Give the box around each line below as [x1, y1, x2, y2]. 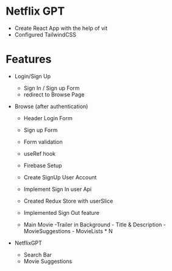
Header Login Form [23, 114, 73, 121]
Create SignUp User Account [23, 173, 97, 181]
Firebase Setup [23, 162, 62, 169]
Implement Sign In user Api [23, 185, 92, 193]
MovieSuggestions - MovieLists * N [23, 227, 113, 234]
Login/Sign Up [14, 72, 51, 80]
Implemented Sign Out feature [23, 209, 100, 216]
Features [5, 52, 52, 67]
